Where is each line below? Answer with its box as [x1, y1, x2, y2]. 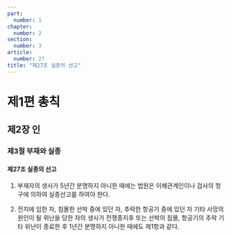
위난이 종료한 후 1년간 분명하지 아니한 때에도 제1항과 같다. [24, 222, 180, 231]
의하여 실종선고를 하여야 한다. [30, 190, 110, 199]
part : [7, 10, 23, 17]
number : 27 [13, 56, 45, 63]
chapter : [7, 23, 33, 30]
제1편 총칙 [7, 94, 60, 110]
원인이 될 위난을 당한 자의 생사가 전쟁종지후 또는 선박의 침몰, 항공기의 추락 [17, 213, 217, 222]
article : [7, 49, 33, 56]
